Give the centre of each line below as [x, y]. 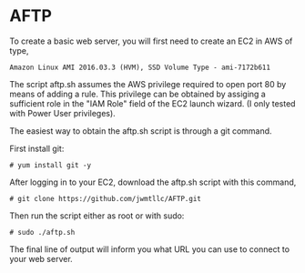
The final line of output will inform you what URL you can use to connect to [149, 249]
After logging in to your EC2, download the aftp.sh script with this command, [153, 182]
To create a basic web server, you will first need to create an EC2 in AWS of [151, 41]
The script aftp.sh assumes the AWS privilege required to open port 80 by [148, 84]
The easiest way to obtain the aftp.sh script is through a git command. [141, 131]
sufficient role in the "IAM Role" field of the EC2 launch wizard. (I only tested [152, 103]
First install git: [37, 148]
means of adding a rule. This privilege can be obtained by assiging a [137, 94]
